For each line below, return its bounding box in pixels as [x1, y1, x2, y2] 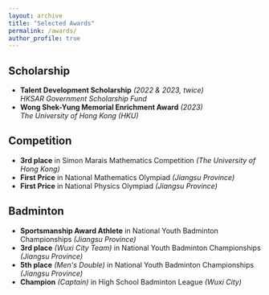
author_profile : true [8, 34, 81, 43]
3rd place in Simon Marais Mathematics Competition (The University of [19, 155, 256, 165]
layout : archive [8, 11, 63, 20]
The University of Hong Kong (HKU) [19, 111, 139, 121]
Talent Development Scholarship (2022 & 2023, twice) [19, 85, 205, 95]
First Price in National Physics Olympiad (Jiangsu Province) [19, 181, 218, 191]
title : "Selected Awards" [8, 19, 95, 27]
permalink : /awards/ [8, 27, 78, 35]
